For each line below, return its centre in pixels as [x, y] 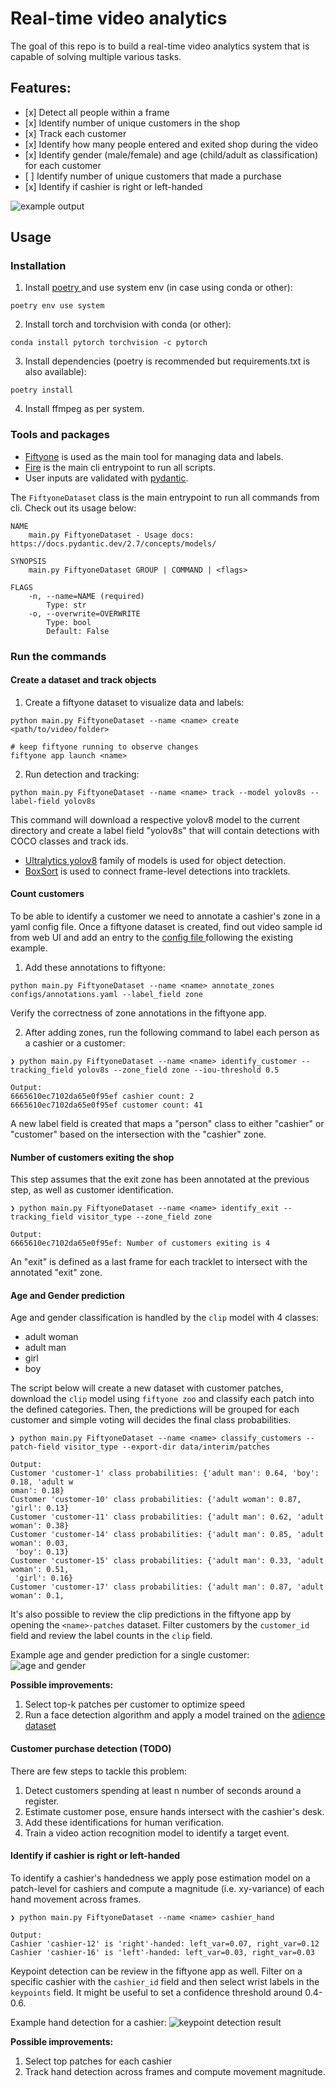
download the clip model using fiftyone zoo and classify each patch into [162, 1399]
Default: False [78, 631]
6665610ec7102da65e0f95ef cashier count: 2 [102, 1097]
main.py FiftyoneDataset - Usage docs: [111, 535]
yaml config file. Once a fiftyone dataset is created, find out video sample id [166, 927]
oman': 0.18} [37, 1491]
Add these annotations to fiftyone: [95, 968]
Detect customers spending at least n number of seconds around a [163, 1790]
